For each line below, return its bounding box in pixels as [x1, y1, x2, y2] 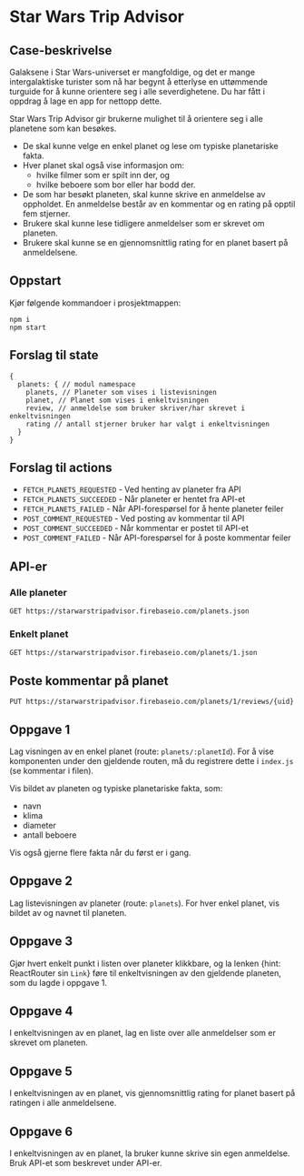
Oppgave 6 [9, 1123, 74, 1139]
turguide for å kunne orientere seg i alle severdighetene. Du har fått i [9, 86, 266, 96]
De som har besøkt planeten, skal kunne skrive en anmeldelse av [22, 189, 266, 199]
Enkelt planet [9, 628, 69, 640]
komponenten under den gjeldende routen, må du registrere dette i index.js [9, 756, 294, 767]
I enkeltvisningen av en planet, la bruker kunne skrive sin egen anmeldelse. [9, 1148, 290, 1159]
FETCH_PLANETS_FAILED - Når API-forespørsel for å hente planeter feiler [22, 503, 284, 515]
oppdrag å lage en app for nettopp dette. [9, 95, 162, 106]
